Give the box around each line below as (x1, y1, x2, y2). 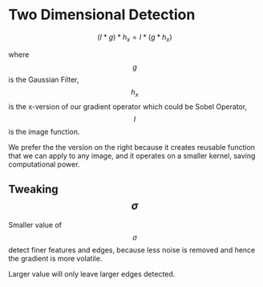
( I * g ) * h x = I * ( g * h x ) (97, 32, 172, 43)
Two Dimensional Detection (8, 6, 196, 24)
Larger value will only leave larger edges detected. (8, 269, 176, 279)
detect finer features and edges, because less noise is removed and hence (8, 245, 256, 255)
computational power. (8, 159, 80, 169)
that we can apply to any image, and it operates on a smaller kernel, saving (8, 151, 256, 160)
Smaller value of (8, 220, 63, 230)
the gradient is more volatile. (8, 254, 103, 264)
